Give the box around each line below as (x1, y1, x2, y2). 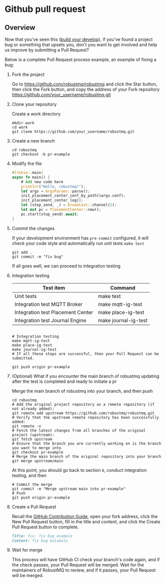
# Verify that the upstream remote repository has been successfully (11, 415, 160, 420)
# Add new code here (21, 179, 64, 184)
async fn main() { (11, 175, 50, 180)
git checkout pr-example (11, 449, 64, 455)
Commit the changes (11, 225, 55, 231)
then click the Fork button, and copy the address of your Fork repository (11, 86, 160, 92)
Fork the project (11, 72, 45, 77)
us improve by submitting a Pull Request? (4, 47, 89, 53)
